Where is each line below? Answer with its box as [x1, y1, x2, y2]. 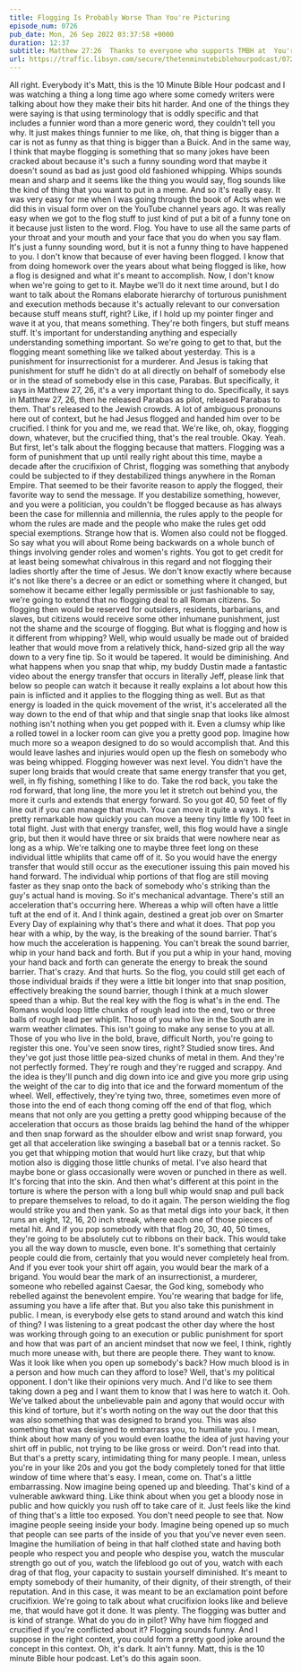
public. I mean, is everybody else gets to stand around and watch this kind [9, 1309, 284, 1320]
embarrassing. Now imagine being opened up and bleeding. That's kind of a [9, 1482, 290, 1492]
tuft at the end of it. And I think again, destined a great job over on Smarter [9, 909, 284, 920]
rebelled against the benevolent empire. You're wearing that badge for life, [9, 1291, 284, 1301]
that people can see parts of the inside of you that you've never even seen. [9, 1529, 287, 1539]
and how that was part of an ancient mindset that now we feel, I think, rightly [9, 1338, 292, 1349]
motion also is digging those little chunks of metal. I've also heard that [9, 1157, 267, 1168]
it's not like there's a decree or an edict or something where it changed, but [9, 575, 288, 586]
